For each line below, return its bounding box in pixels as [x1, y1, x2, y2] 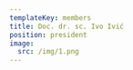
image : [9, 38, 35, 48]
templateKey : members [9, 13, 92, 23]
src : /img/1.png [17, 47, 79, 56]
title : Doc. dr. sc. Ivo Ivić [9, 22, 125, 31]
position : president [9, 30, 88, 39]
